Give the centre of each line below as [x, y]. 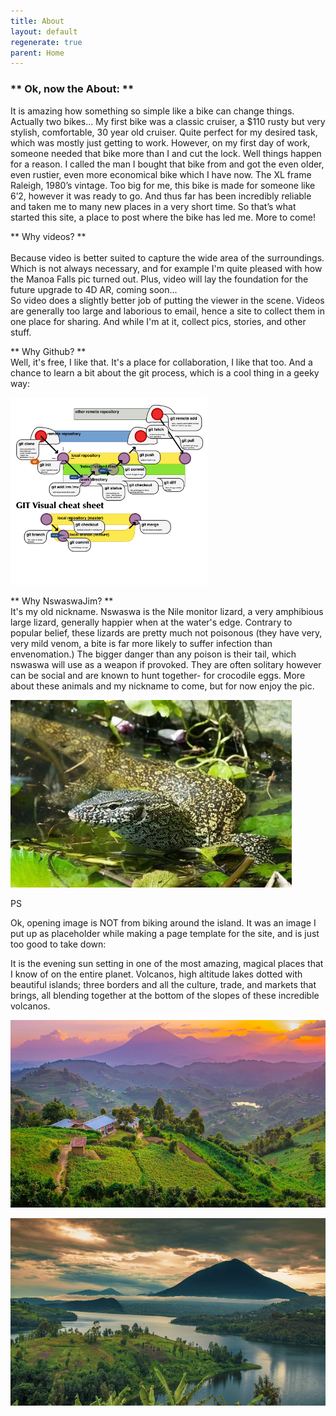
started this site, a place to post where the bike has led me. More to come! [163, 217]
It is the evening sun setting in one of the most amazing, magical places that [167, 963]
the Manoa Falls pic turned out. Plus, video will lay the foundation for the [159, 279]
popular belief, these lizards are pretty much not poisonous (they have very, [166, 632]
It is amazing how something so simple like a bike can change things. [152, 111]
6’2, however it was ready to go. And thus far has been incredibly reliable [161, 196]
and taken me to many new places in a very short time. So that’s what [153, 206]
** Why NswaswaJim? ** [62, 601]
